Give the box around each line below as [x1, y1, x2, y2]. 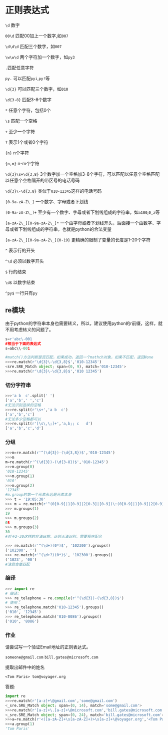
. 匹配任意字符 [5, 65, 34, 71]
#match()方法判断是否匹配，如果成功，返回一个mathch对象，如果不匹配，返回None [5, 355, 153, 360]
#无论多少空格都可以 [5, 417, 41, 422]
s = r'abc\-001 [5, 336, 32, 341]
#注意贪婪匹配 [5, 562, 30, 567]
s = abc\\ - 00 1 [5, 346, 30, 351]
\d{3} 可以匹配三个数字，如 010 [5, 86, 68, 92]
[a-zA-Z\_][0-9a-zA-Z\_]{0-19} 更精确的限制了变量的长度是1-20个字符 [5, 236, 151, 243]
